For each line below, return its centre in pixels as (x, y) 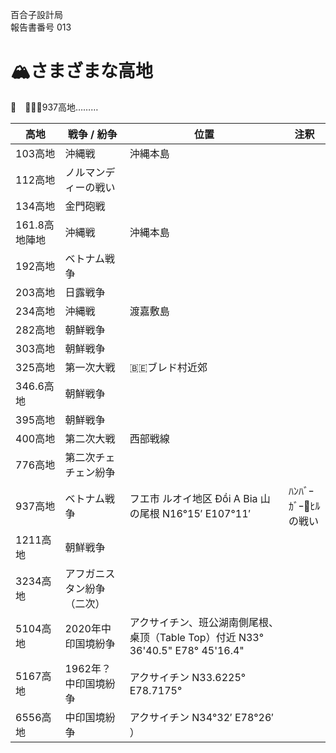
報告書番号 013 (41, 27)
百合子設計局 (36, 14)
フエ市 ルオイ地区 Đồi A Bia (193, 498)
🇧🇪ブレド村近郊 (168, 367)
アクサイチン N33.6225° (188, 677)
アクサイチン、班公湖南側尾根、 (204, 622)
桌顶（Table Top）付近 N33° (197, 637)
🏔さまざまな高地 (81, 71)
